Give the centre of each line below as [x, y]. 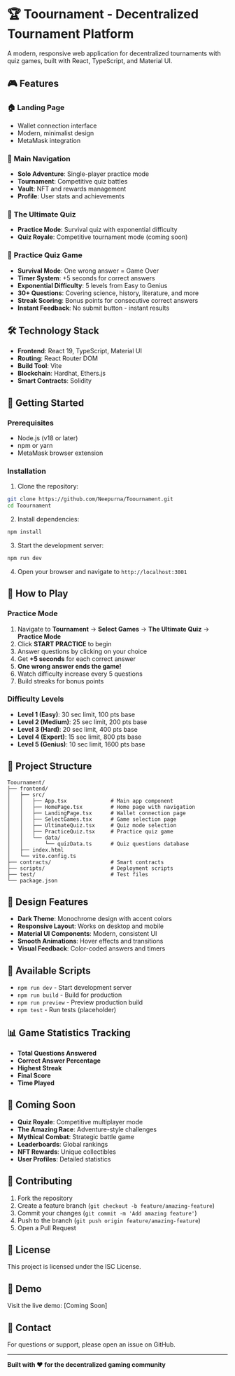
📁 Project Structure [50, 767]
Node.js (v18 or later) [48, 438]
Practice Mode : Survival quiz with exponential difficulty [97, 230]
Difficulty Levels [36, 699]
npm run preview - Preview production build [80, 1002]
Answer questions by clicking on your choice [82, 651]
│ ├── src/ [26, 795]
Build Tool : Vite [40, 366]
